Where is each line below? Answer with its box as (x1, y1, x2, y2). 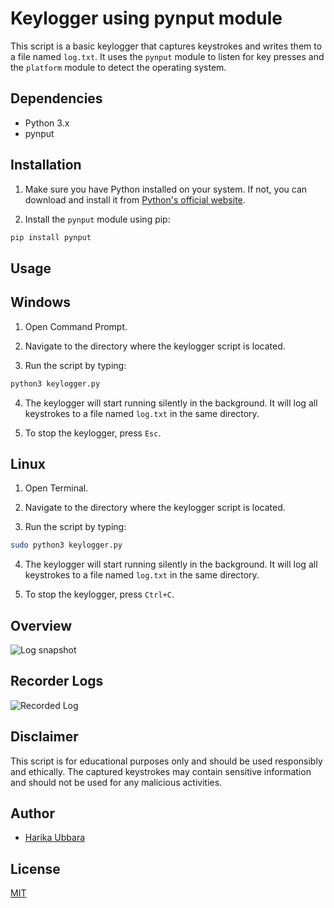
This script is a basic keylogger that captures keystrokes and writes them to (10, 40, 323, 52)
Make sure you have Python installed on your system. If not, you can (24, 183, 308, 195)
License (10, 860, 61, 877)
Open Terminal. (24, 482, 89, 494)
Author (10, 805, 55, 822)
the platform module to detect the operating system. (10, 61, 227, 73)
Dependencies (10, 90, 103, 107)
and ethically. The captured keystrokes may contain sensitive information (10, 765, 312, 777)
